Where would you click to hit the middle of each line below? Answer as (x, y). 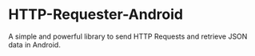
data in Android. (35, 44)
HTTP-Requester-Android (96, 15)
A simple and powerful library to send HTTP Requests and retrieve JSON (128, 36)
